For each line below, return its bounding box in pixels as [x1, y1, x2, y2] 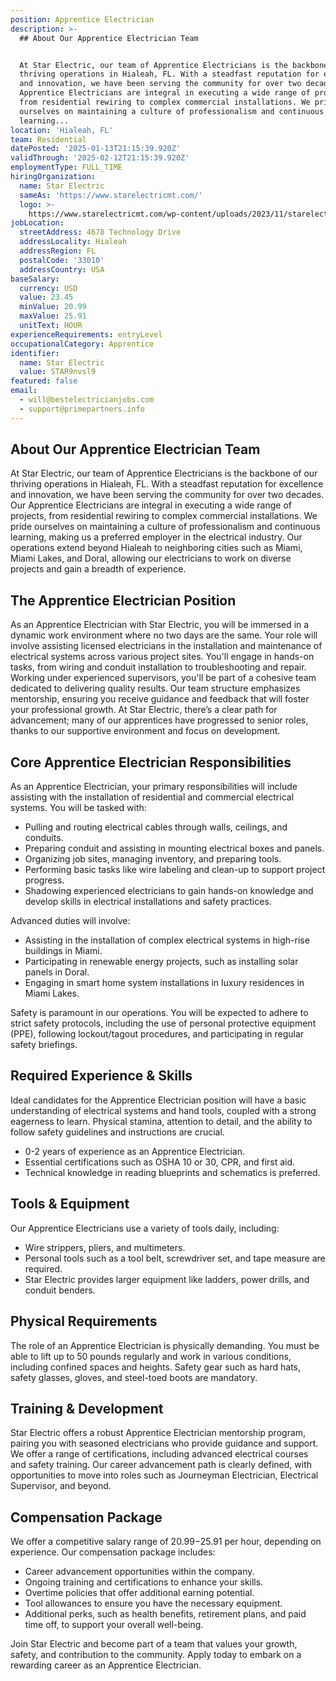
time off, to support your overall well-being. [24, 1619, 204, 1631]
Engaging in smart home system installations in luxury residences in [24, 977, 305, 989]
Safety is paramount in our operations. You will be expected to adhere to [10, 1007, 309, 1019]
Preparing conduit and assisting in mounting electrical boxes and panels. [24, 842, 325, 855]
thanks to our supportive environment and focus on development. [10, 725, 281, 737]
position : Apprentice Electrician [10, 14, 155, 25]
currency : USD [19, 283, 78, 293]
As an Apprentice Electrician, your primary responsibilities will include [10, 781, 298, 793]
